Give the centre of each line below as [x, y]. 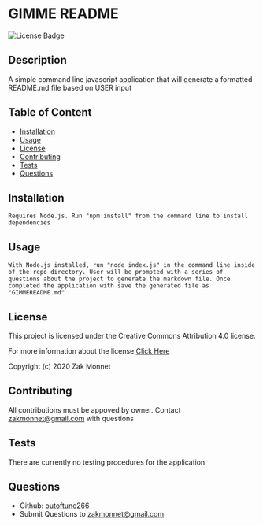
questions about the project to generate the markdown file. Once [119, 279]
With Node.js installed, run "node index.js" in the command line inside [132, 265]
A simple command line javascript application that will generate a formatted [130, 79]
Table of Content [50, 112]
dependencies [30, 223]
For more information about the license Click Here [89, 351]
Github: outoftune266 [54, 506]
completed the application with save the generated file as [109, 286]
